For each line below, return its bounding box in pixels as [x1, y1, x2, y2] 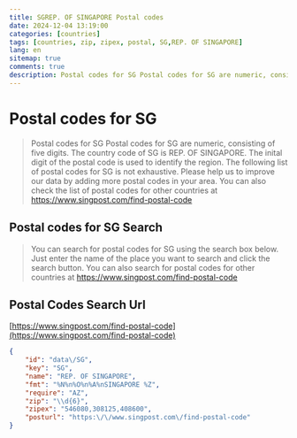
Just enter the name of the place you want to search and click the [30, 253, 271, 264]
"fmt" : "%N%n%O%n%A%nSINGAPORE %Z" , [25, 380, 161, 389]
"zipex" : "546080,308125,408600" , [25, 404, 152, 414]
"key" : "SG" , [25, 364, 73, 373]
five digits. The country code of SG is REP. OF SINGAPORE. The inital [30, 147, 283, 158]
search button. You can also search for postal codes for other [30, 262, 255, 273]
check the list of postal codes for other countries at [30, 185, 218, 196]
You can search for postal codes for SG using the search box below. [30, 243, 279, 254]
